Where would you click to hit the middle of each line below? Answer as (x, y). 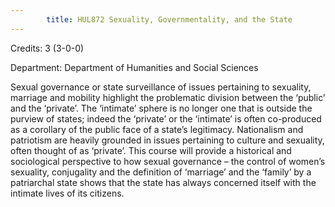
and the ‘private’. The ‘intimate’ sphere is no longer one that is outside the (161, 108)
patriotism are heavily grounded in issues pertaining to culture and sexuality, (167, 140)
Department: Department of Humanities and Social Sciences (134, 67)
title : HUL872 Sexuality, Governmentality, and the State (169, 19)
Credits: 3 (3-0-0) (47, 48)
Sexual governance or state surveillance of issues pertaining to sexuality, (161, 87)
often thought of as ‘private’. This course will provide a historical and (151, 150)
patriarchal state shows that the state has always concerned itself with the (163, 182)
